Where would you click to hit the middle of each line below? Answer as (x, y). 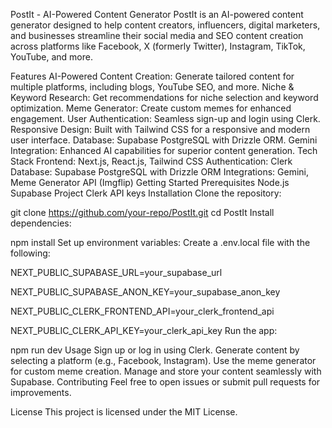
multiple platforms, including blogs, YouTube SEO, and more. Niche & (152, 87)
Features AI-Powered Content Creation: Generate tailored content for (152, 76)
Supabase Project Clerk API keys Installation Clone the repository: (146, 193)
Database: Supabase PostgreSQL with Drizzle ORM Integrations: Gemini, (159, 172)
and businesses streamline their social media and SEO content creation (157, 35)
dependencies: (41, 223)
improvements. (41, 392)
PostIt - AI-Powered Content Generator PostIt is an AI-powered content (157, 14)
